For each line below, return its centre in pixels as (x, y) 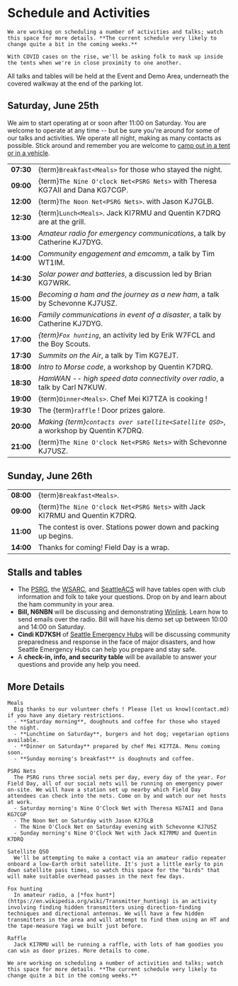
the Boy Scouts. (64, 343)
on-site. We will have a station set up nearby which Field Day (104, 790)
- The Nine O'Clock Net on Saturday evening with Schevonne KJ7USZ (115, 827)
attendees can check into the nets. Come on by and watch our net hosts (117, 796)
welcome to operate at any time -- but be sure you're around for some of (114, 130)
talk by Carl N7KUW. (72, 387)
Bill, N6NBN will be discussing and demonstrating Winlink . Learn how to (123, 612)
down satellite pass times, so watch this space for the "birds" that (114, 871)
